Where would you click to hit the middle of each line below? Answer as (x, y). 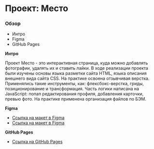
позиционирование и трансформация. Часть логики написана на (72, 89)
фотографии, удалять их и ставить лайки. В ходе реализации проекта (77, 68)
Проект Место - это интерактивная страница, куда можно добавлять (77, 63)
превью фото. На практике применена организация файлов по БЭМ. (76, 99)
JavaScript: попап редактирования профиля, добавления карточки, (74, 94)
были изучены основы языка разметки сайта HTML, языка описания (76, 74)
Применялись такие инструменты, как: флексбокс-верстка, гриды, (74, 84)
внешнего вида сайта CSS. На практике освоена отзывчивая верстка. (77, 78)
